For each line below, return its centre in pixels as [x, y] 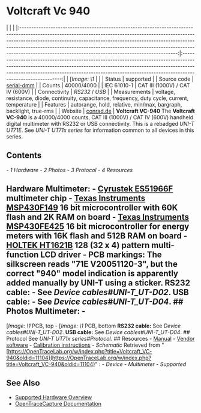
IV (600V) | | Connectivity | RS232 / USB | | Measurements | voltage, [91, 92]
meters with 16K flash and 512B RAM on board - [97, 236]
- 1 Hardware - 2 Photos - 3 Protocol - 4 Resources [70, 170]
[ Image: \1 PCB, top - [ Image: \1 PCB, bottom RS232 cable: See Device [94, 326]
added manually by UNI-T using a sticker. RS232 [98, 283]
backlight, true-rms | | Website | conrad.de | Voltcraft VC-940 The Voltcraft [100, 111]
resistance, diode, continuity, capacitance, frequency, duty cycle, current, [97, 98]
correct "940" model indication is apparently [92, 274]
